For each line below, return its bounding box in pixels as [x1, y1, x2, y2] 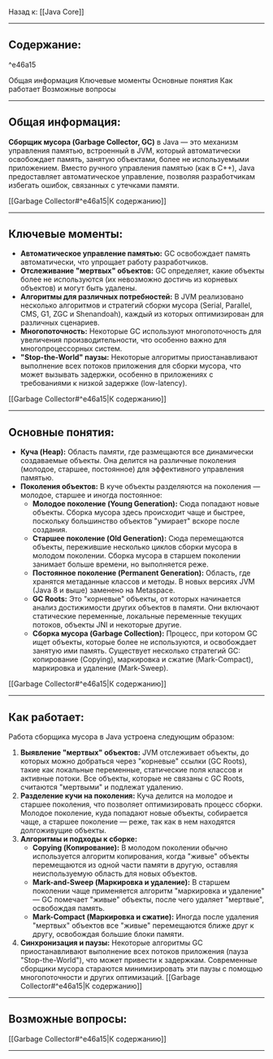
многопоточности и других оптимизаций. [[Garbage [19, 973, 201, 982]
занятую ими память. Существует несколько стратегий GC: [32, 646, 241, 656]
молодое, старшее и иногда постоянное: [19, 490, 162, 500]
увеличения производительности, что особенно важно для [19, 335, 227, 345]
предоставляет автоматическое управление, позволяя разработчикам [8, 171, 256, 182]
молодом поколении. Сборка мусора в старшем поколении [32, 551, 241, 561]
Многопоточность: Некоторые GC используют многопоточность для [19, 326, 262, 336]
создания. [32, 525, 67, 535]
